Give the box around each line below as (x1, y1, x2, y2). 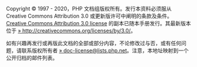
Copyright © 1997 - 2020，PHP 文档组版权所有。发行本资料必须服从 (6, 5, 172, 12)
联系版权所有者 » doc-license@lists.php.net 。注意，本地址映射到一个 (21, 47, 189, 54)
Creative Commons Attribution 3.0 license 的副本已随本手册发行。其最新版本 (6, 20, 191, 26)
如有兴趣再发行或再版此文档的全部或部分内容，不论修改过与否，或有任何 (6, 40, 181, 46)
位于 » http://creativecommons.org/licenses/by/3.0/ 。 (6, 27, 136, 34)
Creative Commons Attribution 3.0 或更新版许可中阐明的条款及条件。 (6, 12, 172, 19)
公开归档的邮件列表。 (6, 55, 58, 61)
